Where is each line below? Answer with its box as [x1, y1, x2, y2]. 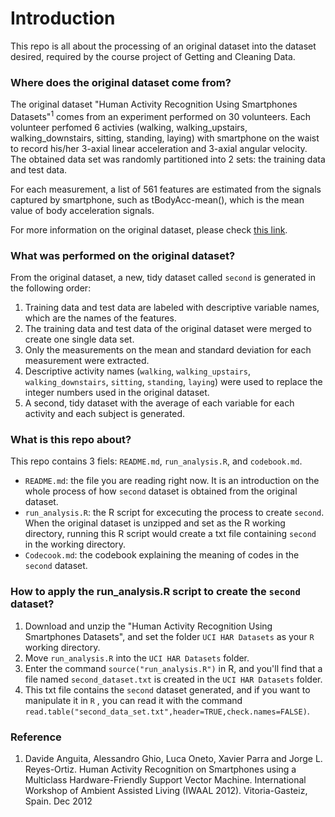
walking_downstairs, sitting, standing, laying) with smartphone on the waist [10, 132, 320, 144]
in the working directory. [24, 538, 127, 551]
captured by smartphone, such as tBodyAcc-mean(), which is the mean [10, 193, 305, 206]
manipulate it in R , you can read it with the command [24, 694, 243, 706]
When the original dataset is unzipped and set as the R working [24, 517, 286, 529]
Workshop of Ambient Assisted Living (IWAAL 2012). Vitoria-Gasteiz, [24, 785, 308, 797]
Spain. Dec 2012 [24, 795, 93, 807]
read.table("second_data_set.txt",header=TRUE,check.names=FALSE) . [24, 705, 310, 717]
